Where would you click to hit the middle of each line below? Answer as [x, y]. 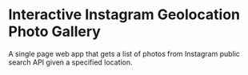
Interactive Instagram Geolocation [124, 15]
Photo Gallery [55, 32]
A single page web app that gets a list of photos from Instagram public [124, 53]
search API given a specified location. [71, 62]
